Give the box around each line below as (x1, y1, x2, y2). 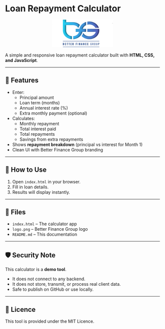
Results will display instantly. (12, 189, 70, 195)
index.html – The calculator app (12, 221, 77, 227)
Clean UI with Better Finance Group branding (12, 147, 103, 152)
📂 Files (5, 208, 26, 216)
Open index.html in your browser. (12, 179, 81, 184)
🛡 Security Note (5, 251, 55, 259)
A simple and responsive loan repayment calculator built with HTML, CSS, (5, 52, 155, 58)
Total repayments (19, 131, 55, 137)
